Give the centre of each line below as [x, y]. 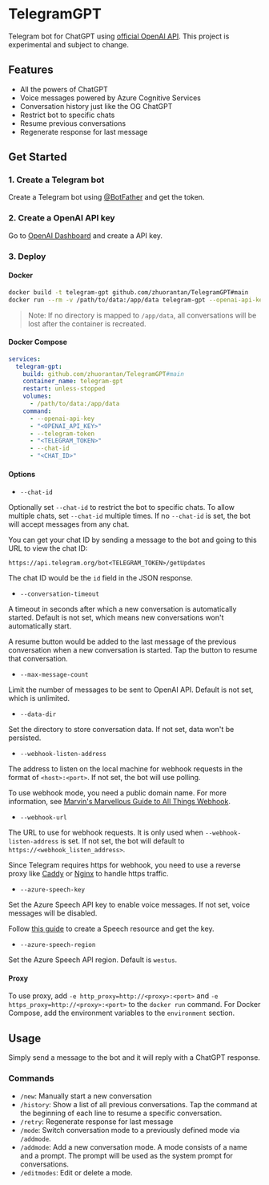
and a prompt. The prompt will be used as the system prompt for [126, 1155]
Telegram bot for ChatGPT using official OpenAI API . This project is [119, 36]
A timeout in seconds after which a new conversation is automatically [122, 609]
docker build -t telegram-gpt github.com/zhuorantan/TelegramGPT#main [128, 292]
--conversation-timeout [60, 594]
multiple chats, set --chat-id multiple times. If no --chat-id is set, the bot [129, 516]
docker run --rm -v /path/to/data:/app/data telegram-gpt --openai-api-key [137, 300]
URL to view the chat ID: [48, 548]
